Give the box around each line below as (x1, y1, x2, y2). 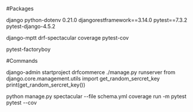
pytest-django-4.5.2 (6, 23, 55, 30)
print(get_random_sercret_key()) (6, 81, 86, 88)
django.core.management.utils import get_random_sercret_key (6, 75, 160, 82)
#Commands (6, 57, 38, 64)
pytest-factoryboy (6, 46, 51, 53)
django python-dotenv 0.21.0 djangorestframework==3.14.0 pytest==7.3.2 (6, 17, 188, 23)
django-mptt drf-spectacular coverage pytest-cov (6, 34, 129, 41)
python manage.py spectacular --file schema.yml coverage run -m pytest (6, 93, 186, 100)
